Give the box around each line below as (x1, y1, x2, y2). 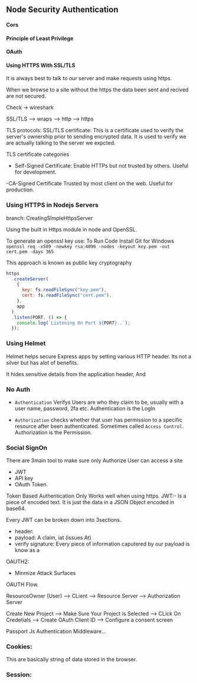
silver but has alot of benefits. (6, 359, 78, 366)
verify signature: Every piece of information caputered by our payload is (14, 540, 190, 548)
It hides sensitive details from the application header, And (6, 370, 146, 377)
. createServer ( (11, 276, 49, 282)
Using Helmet (6, 339, 46, 348)
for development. (14, 168, 57, 176)
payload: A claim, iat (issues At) (14, 534, 91, 541)
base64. (6, 505, 27, 512)
